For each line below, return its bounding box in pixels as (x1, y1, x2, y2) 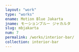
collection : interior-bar (5, 40, 59, 45)
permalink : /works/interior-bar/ (5, 35, 75, 40)
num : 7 (5, 30, 19, 35)
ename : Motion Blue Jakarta (5, 16, 64, 21)
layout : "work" (5, 7, 37, 12)
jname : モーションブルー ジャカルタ (5, 21, 71, 26)
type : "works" (5, 12, 35, 17)
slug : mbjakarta (5, 26, 39, 31)
